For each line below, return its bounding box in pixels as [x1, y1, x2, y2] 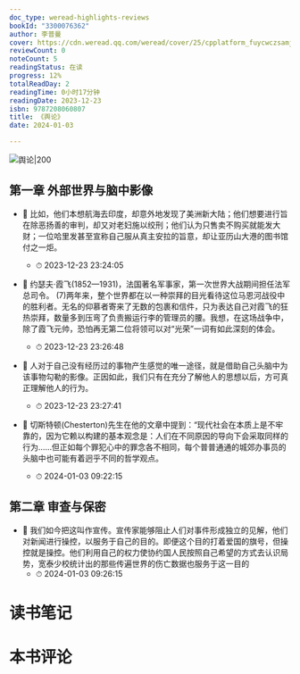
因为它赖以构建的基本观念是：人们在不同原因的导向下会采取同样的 [46, 430, 288, 441]
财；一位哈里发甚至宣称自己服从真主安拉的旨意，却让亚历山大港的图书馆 [21, 230, 288, 241]
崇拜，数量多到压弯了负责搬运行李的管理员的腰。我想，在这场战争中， [29, 312, 288, 322]
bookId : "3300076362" [9, 21, 90, 30]
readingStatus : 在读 [9, 63, 83, 72]
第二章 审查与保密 [9, 499, 106, 514]
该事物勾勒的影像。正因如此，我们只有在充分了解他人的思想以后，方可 [21, 371, 281, 382]
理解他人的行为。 [29, 382, 94, 393]
